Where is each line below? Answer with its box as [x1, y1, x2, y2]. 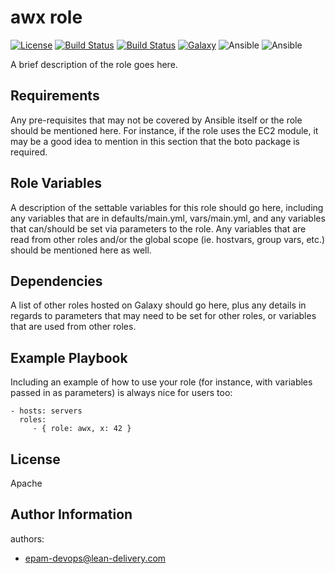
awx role [10, 6, 83, 29]
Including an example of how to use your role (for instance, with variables [10, 376, 313, 388]
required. [10, 146, 48, 158]
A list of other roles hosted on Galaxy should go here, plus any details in [10, 299, 307, 311]
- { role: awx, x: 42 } [32, 424, 132, 434]
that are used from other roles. [10, 321, 137, 333]
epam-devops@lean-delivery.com [24, 552, 167, 564]
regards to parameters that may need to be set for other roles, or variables [10, 310, 317, 322]
